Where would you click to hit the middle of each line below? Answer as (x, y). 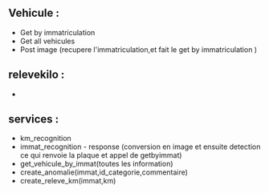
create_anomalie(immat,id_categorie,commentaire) (104, 172)
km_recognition (46, 139)
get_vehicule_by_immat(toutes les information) (97, 164)
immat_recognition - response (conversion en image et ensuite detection (140, 147)
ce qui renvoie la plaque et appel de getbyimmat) (101, 155)
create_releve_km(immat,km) (68, 181)
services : (34, 119)
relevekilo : (37, 75)
